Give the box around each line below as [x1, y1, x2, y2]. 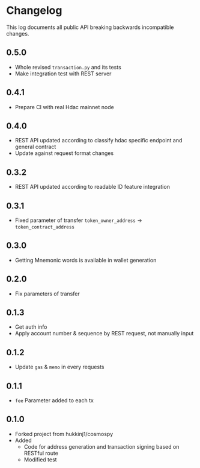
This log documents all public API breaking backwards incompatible [6, 24, 174, 31]
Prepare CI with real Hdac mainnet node [14, 103, 114, 110]
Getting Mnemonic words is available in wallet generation [14, 256, 157, 264]
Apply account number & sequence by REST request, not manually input [14, 330, 194, 337]
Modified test [23, 456, 57, 463]
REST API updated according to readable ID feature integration [14, 183, 170, 191]
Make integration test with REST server [14, 70, 112, 77]
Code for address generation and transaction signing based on [23, 443, 180, 450]
